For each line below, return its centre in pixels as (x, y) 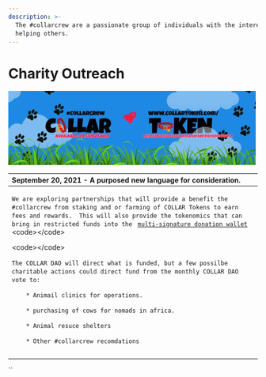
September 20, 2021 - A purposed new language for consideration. (126, 180)
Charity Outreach (66, 73)
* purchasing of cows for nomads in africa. (101, 311)
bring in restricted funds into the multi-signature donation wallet (129, 224)
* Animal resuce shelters (68, 326)
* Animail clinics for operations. (84, 296)
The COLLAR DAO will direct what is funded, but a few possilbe (120, 264)
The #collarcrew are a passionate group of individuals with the (125, 25)
